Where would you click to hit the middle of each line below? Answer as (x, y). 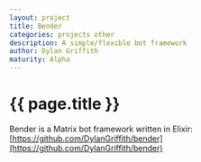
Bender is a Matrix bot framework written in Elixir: (101, 129)
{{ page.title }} (65, 104)
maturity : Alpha (40, 59)
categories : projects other (62, 34)
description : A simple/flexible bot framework (98, 43)
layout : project (40, 18)
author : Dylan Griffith (54, 51)
